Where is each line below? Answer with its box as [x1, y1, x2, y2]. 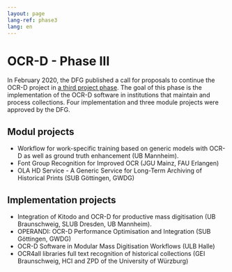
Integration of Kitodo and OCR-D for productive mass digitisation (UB [17, 212, 216, 221]
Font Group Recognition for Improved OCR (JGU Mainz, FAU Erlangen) [17, 159, 219, 168]
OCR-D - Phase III [7, 53, 110, 69]
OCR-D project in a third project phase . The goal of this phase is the [7, 83, 202, 92]
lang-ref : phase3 [7, 17, 58, 24]
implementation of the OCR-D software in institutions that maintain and [7, 91, 210, 99]
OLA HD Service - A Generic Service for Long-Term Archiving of [17, 166, 202, 175]
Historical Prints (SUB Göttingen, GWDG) [17, 174, 134, 182]
